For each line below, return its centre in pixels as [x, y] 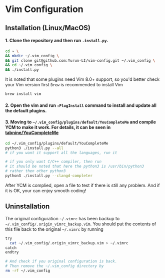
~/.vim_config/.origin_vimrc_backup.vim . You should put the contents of [81, 224]
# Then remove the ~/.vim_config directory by [54, 266]
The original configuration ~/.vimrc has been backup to [62, 218]
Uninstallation [27, 206]
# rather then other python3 [35, 171]
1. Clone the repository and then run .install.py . [57, 41]
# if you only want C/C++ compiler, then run [53, 162]
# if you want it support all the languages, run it [61, 153]
